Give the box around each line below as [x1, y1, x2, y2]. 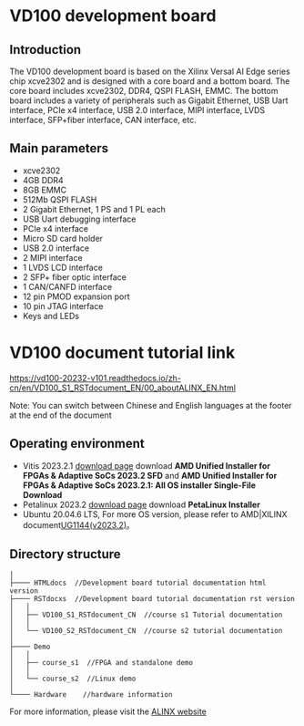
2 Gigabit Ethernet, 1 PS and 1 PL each [22, 203, 166, 214]
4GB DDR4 [22, 174, 64, 185]
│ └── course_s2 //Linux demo [9, 674, 137, 684]
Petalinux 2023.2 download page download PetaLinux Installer [22, 499, 261, 510]
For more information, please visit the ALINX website [9, 706, 207, 717]
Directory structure [9, 546, 121, 562]
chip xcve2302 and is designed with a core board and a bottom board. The [9, 76, 290, 87]
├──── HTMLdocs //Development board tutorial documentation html [9, 578, 267, 588]
